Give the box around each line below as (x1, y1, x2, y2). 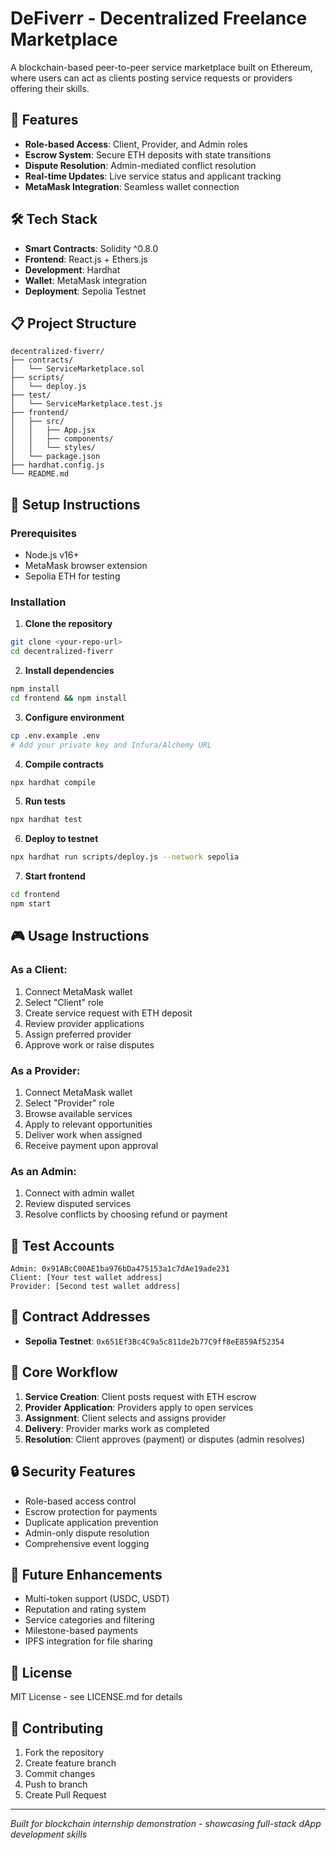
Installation (10, 595, 67, 609)
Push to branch (24, 1778, 88, 1790)
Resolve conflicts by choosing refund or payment (24, 1208, 228, 1221)
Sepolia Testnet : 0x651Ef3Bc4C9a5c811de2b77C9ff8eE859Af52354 (24, 1335, 285, 1347)
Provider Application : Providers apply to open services (24, 1401, 254, 1413)
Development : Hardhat (24, 263, 121, 276)
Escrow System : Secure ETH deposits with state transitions (24, 148, 272, 161)
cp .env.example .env (10, 730, 101, 741)
